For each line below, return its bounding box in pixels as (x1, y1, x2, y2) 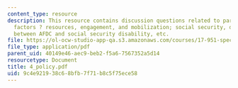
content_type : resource (7, 10, 78, 18)
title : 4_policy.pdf (7, 63, 69, 70)
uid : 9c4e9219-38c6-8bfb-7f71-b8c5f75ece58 (7, 70, 138, 77)
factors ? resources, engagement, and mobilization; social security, (13, 23, 227, 31)
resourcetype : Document (7, 57, 78, 64)
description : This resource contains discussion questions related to (7, 17, 220, 24)
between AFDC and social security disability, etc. (13, 30, 170, 38)
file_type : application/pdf (7, 43, 91, 50)
